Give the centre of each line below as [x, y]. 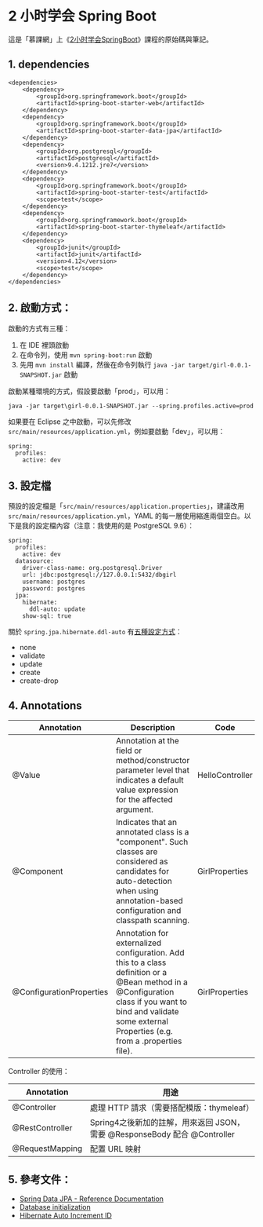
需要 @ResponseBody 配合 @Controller [162, 1134]
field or [129, 750]
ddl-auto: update [57, 609]
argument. [135, 809]
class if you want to [152, 1002]
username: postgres [54, 582]
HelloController [225, 776]
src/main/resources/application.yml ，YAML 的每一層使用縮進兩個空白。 [126, 516]
